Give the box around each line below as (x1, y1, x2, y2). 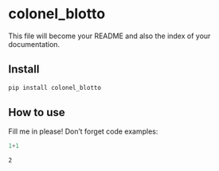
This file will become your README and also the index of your (8, 31, 211, 41)
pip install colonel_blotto (8, 84, 102, 91)
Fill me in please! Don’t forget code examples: (8, 126, 158, 136)
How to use (8, 106, 65, 119)
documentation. (8, 39, 61, 49)
